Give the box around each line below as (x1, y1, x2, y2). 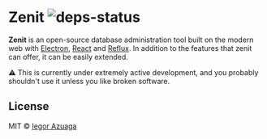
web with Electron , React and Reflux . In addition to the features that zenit (8, 43, 252, 53)
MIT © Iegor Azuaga (8, 121, 77, 131)
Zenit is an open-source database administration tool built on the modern (8, 35, 254, 44)
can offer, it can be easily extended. (8, 52, 128, 61)
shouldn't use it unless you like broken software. (8, 76, 170, 86)
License (8, 99, 50, 113)
